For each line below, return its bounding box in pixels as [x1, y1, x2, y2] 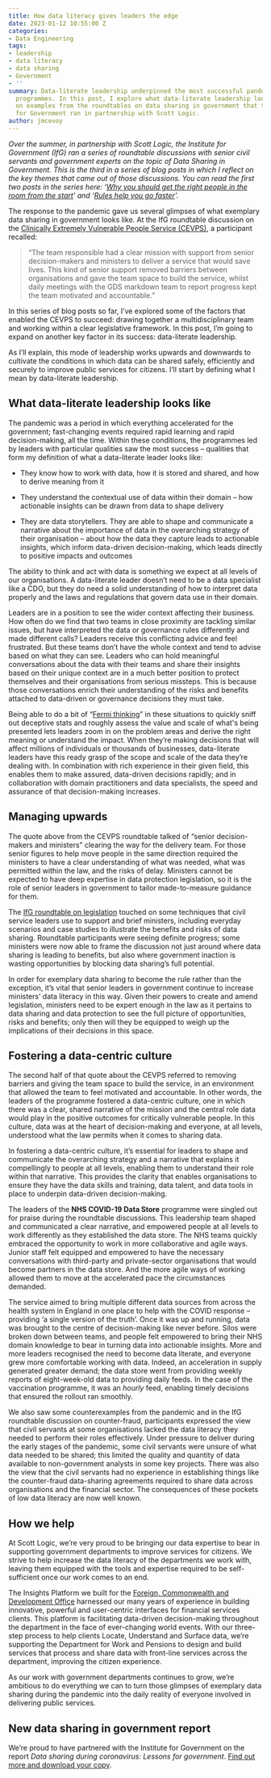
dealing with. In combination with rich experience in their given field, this [8, 761, 249, 770]
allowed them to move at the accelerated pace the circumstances [8, 1273, 226, 1283]
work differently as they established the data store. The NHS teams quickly [8, 1231, 258, 1240]
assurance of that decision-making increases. [8, 786, 161, 796]
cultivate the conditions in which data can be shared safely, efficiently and [8, 356, 256, 366]
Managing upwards [8, 810, 108, 824]
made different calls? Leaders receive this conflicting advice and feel [8, 633, 238, 643]
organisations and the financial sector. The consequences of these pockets [8, 1485, 259, 1495]
